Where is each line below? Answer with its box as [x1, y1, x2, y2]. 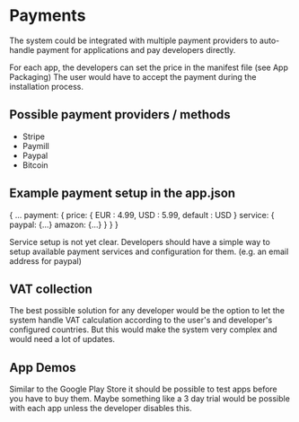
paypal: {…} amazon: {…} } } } [9, 219, 119, 230]
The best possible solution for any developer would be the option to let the [9, 305, 286, 316]
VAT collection [9, 281, 92, 296]
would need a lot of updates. [9, 334, 115, 345]
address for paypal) [9, 255, 83, 266]
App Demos [9, 360, 76, 375]
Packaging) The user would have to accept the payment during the [9, 71, 257, 82]
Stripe [22, 131, 45, 142]
